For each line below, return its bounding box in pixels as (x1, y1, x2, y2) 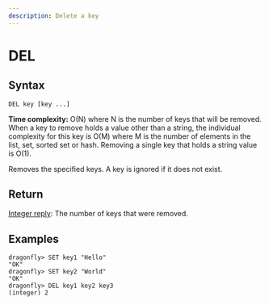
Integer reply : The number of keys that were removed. (8, 209, 188, 219)
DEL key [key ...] (8, 100, 70, 108)
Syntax (8, 78, 45, 93)
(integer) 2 (8, 289, 48, 297)
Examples (8, 232, 59, 246)
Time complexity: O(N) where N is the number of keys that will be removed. (8, 114, 262, 123)
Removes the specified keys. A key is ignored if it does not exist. (8, 164, 223, 173)
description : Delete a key (8, 11, 99, 20)
